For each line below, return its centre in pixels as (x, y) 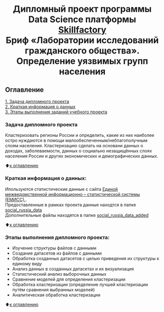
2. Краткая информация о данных (40, 107)
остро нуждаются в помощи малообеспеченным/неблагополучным (76, 140)
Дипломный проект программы (82, 9)
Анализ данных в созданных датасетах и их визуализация (73, 269)
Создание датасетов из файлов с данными (57, 253)
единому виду (27, 263)
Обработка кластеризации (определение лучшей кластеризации (80, 284)
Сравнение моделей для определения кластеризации (69, 279)
